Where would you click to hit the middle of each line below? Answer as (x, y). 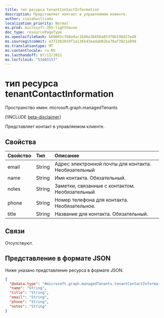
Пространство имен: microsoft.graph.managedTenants (61, 107)
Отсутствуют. (19, 243)
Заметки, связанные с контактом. (95, 186)
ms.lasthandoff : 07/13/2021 (34, 55)
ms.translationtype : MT (29, 46)
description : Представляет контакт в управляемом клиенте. (66, 14)
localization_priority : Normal (37, 23)
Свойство (20, 156)
